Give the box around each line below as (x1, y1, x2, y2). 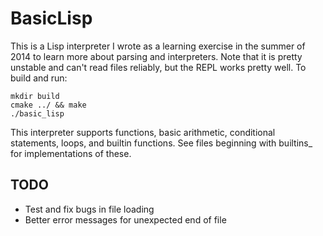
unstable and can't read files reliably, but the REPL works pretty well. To (10, 61, 307, 73)
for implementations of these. (10, 147, 132, 159)
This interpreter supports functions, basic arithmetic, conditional (10, 126, 276, 138)
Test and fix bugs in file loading (24, 203, 155, 215)
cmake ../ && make (10, 100, 87, 110)
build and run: (10, 72, 68, 84)
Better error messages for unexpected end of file (24, 213, 227, 226)
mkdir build (10, 91, 60, 101)
